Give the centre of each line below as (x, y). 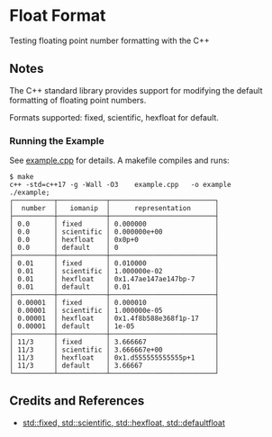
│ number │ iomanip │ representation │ (114, 209)
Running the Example (57, 140)
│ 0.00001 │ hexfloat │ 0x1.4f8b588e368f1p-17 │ (114, 319)
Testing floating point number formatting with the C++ (109, 40)
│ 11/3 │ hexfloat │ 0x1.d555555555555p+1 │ (114, 358)
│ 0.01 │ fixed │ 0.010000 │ (114, 263)
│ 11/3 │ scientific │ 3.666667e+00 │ (114, 350)
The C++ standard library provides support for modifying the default (136, 90)
